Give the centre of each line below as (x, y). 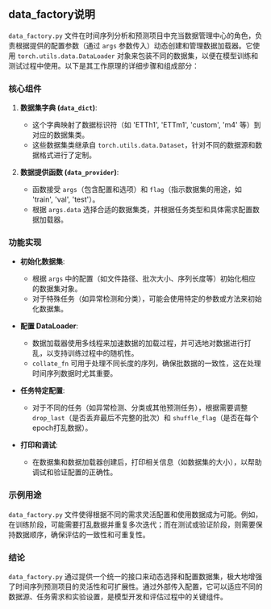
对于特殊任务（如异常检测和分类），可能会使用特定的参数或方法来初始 (147, 299)
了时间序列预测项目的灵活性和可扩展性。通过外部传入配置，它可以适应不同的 (135, 586)
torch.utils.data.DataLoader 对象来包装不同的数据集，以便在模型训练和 (138, 56)
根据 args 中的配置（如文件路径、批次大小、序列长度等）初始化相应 (144, 279)
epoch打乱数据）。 (62, 428)
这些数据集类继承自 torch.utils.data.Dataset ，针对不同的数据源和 (144, 145)
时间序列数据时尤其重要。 (75, 373)
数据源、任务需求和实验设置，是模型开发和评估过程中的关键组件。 (118, 596)
